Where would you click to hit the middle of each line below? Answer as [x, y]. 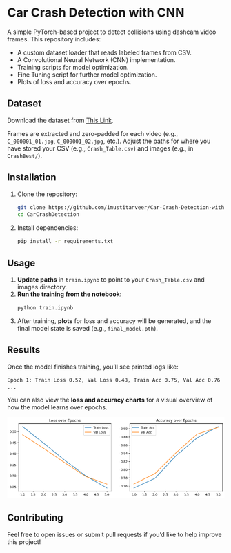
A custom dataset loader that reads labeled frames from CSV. [104, 52]
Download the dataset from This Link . [60, 120]
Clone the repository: [47, 194]
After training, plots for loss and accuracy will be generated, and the [114, 321]
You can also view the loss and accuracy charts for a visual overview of [110, 400]
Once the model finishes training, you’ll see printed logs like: [93, 367]
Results [24, 350]
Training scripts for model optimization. [73, 67]
